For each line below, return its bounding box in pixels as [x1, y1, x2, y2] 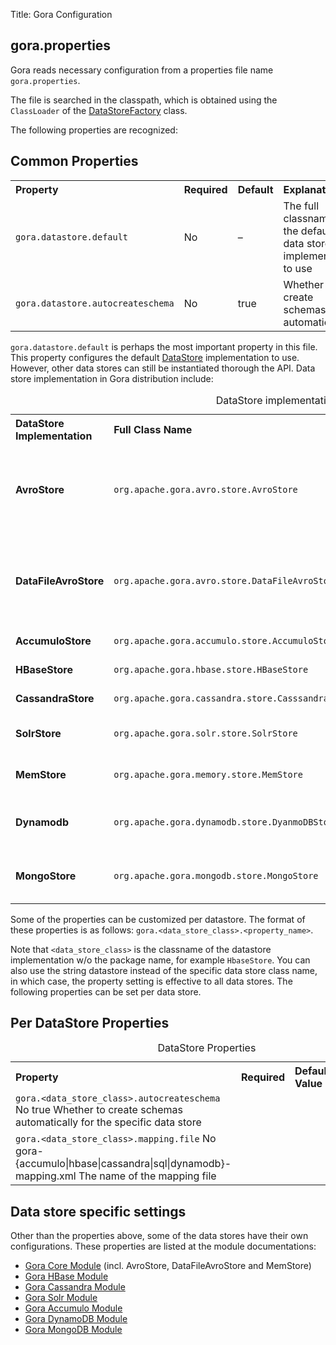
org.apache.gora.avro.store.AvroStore [113, 484, 298, 495]
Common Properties [10, 153, 139, 170]
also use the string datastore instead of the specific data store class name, [10, 964, 318, 976]
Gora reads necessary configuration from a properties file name [10, 64, 274, 76]
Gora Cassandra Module [24, 1281, 126, 1293]
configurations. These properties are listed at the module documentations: [10, 1240, 317, 1253]
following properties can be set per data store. [10, 985, 202, 998]
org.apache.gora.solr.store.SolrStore [113, 727, 298, 739]
